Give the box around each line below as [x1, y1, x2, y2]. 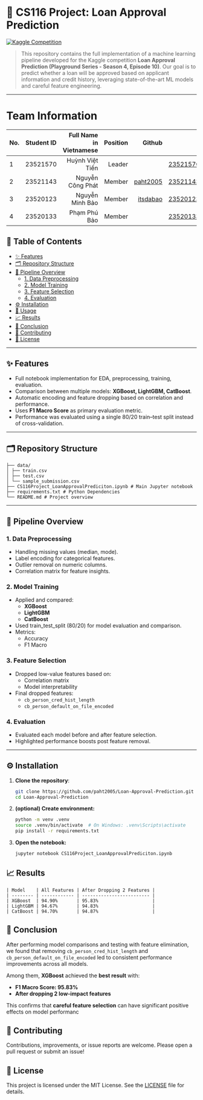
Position [103, 138, 129, 147]
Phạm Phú [69, 208, 98, 216]
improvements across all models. [6, 960, 89, 967]
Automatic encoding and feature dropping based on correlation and [14, 394, 183, 401]
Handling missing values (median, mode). [14, 548, 118, 555]
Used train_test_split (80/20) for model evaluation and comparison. [14, 622, 182, 630]
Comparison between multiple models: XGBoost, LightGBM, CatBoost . [14, 387, 192, 395]
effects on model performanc [6, 1008, 80, 1015]
